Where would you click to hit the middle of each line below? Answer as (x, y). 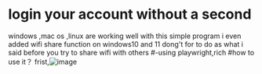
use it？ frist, (29, 62)
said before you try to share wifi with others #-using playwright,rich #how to (131, 52)
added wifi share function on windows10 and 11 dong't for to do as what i (126, 44)
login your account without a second (130, 14)
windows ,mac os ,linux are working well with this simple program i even (125, 36)
